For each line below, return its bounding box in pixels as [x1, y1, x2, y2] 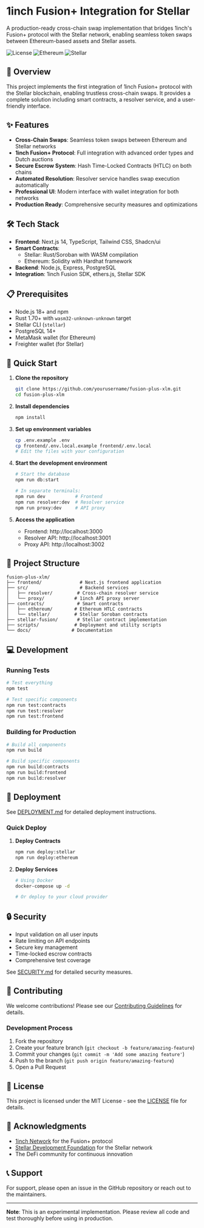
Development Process [6, 1024, 73, 1032]
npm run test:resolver [6, 707, 64, 714]
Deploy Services [15, 865, 58, 873]
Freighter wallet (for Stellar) [15, 341, 84, 348]
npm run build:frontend [6, 769, 67, 776]
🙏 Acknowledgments [6, 1121, 87, 1132]
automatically [15, 181, 49, 189]
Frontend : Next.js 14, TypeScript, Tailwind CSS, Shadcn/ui [15, 238, 161, 246]
